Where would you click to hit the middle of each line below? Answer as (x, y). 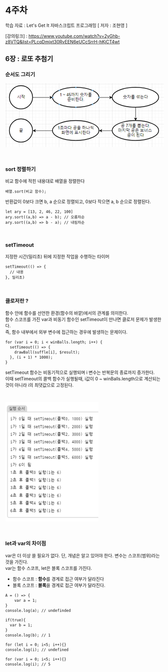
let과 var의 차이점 (26, 544)
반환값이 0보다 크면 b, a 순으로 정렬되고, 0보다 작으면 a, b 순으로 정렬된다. (78, 201)
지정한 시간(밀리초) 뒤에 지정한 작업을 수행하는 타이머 (58, 257)
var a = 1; (26, 600)
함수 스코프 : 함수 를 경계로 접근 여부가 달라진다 (58, 579)
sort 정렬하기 (21, 169)
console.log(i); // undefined (37, 650)
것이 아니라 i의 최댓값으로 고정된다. (40, 385)
